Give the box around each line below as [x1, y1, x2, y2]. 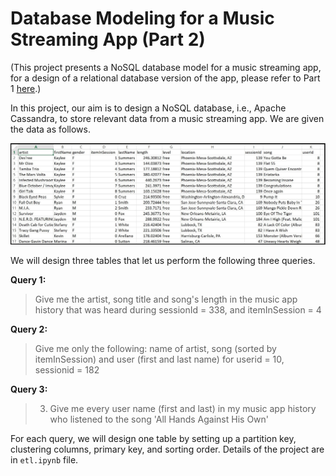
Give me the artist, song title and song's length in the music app [34, 293, 298, 305]
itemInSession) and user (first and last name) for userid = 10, [34, 353, 285, 365]
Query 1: [10, 273, 47, 286]
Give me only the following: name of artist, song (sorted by [34, 342, 277, 354]
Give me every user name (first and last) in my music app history [49, 402, 317, 414]
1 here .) [10, 82, 42, 94]
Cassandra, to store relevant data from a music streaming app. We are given [10, 112, 325, 124]
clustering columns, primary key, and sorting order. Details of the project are [10, 443, 325, 455]
